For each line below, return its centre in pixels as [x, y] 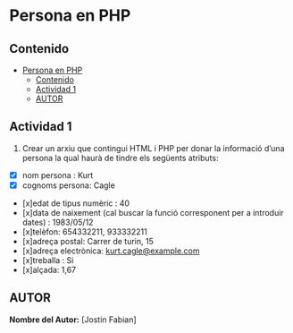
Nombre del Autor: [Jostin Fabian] [73, 320]
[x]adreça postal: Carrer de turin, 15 [88, 241]
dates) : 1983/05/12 [58, 222]
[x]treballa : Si [48, 260]
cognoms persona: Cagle [69, 185]
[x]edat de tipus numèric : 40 [76, 203]
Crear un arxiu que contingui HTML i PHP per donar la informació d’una [153, 148]
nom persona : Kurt [58, 175]
